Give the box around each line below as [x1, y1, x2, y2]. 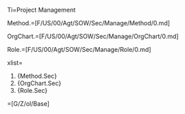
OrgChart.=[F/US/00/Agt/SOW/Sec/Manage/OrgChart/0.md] [7, 32, 179, 40]
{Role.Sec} [17, 87, 48, 94]
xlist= [7, 59, 23, 67]
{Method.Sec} [17, 72, 57, 80]
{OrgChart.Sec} [17, 79, 62, 87]
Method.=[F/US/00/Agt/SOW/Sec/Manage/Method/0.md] [7, 19, 171, 27]
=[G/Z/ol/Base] [7, 100, 50, 108]
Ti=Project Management [7, 6, 76, 14]
